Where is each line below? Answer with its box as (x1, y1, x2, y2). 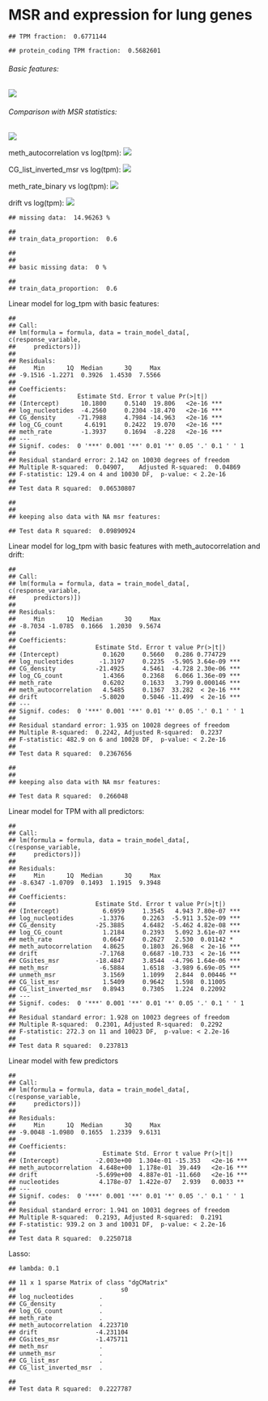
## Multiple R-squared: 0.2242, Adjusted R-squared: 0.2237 (8, 729, 223, 737)
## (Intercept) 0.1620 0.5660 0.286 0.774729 (8, 650, 227, 659)
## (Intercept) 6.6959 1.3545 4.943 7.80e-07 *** (8, 907, 241, 916)
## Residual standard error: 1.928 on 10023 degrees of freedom (8, 1014, 230, 1022)
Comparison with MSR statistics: (8, 107, 117, 117)
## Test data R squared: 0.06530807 (8, 484, 136, 493)
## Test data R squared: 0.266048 (8, 792, 129, 801)
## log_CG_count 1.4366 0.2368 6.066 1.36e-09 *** (8, 672, 241, 680)
